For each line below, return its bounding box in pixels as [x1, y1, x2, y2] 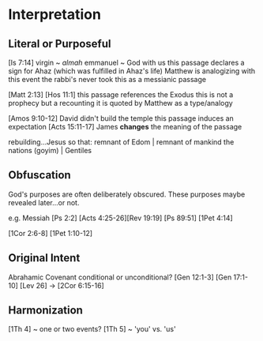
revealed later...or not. [8, 197, 80, 207]
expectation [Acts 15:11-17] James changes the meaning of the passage [8, 122, 242, 131]
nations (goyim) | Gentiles [8, 146, 92, 155]
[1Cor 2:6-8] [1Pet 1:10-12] [8, 228, 93, 238]
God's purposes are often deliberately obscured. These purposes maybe [8, 189, 246, 199]
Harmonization [8, 304, 83, 317]
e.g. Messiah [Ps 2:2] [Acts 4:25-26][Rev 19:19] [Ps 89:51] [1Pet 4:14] [8, 213, 233, 223]
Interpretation [8, 6, 101, 24]
